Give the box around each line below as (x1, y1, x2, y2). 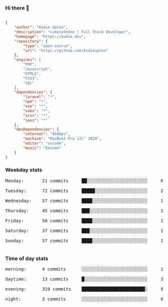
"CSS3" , (23, 76, 39, 81)
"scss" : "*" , (23, 113, 50, 118)
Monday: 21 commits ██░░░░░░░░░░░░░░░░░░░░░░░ (5, 178, 148, 184)
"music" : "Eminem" (23, 145, 61, 150)
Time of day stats (5, 255, 48, 262)
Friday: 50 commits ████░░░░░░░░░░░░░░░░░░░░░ (5, 218, 148, 224)
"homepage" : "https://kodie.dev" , (14, 34, 86, 39)
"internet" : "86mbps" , (23, 132, 70, 137)
